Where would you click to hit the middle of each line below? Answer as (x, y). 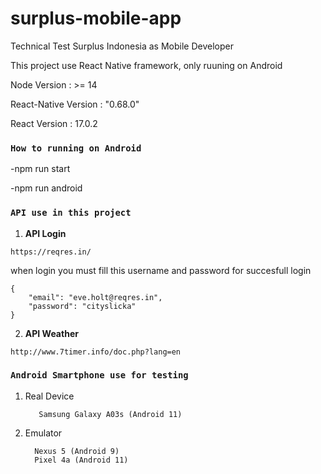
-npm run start (40, 169)
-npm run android (46, 188)
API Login (45, 233)
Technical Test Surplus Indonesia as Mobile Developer (122, 46)
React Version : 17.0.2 (54, 123)
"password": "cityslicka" (82, 306)
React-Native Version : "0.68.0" (75, 104)
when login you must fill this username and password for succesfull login (161, 270)
